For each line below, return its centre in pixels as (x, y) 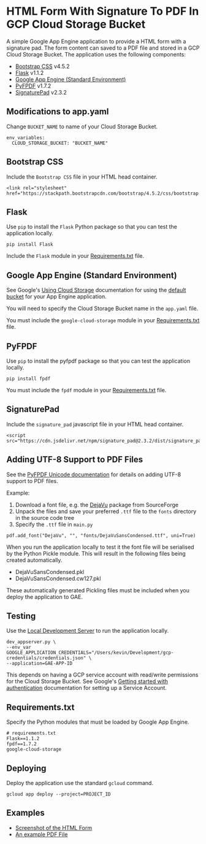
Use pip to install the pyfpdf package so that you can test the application (98, 361)
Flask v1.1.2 (29, 72)
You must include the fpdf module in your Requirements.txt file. (86, 390)
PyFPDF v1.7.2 (33, 86)
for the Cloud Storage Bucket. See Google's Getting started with (87, 681)
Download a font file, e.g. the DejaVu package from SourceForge (97, 505)
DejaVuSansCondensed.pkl (50, 571)
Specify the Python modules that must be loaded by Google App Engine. (98, 722)
